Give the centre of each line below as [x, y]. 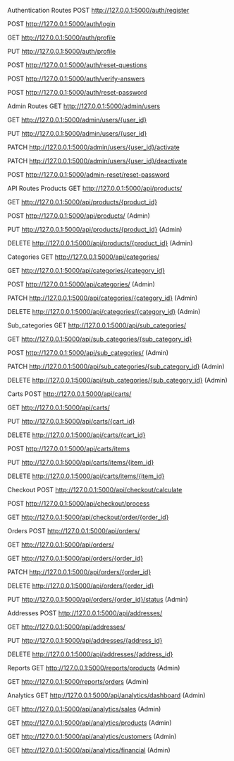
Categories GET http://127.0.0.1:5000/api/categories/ [84, 257]
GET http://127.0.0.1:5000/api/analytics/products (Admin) [90, 723]
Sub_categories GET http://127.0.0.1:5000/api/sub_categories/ [97, 325]
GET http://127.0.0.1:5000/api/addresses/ [66, 627]
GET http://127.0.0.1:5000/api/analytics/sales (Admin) [84, 709]
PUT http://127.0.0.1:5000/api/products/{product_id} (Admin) [95, 230]
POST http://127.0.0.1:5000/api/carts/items [69, 449]
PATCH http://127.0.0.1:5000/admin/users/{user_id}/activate [93, 147]
